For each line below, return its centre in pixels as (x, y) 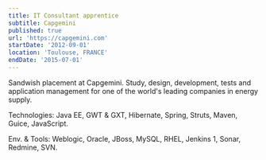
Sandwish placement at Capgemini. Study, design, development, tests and (130, 82)
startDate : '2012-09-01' (49, 45)
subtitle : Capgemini (42, 23)
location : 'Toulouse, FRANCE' (58, 53)
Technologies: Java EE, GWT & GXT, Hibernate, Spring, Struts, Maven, (123, 115)
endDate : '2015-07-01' (46, 60)
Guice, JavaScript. (39, 123)
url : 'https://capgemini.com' (58, 38)
